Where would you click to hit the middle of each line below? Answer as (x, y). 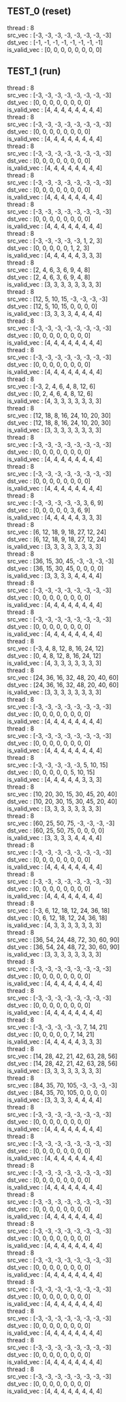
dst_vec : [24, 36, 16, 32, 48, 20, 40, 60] (63, 685)
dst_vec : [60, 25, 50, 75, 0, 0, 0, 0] (56, 830)
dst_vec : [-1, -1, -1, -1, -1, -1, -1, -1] (55, 42)
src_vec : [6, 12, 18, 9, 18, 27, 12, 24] (57, 532)
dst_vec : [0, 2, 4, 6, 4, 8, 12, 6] (50, 393)
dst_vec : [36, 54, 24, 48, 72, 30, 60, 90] (63, 947)
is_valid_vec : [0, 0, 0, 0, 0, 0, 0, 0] (54, 49)
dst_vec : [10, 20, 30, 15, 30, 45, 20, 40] (62, 801)
